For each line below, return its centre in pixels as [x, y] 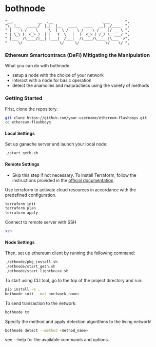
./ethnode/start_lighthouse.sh [37, 271]
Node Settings [20, 242]
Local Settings [20, 133]
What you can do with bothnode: [38, 66]
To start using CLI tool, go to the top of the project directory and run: [74, 280]
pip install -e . [23, 289]
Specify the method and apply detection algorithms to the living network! [78, 321]
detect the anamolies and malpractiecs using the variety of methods [81, 85]
